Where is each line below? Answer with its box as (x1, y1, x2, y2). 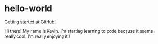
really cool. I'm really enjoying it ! (4, 33, 70, 39)
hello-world (4, 3, 53, 14)
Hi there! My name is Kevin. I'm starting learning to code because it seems (4, 28, 153, 34)
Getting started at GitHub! (4, 19, 56, 25)
